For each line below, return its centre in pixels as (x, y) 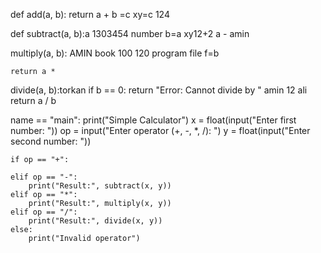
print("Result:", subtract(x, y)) (100, 186)
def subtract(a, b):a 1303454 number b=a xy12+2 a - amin (130, 33)
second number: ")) (51, 141)
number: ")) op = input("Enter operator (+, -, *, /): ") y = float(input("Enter (160, 130)
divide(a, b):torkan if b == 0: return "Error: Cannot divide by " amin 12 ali (159, 90)
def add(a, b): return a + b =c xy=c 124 (90, 14)
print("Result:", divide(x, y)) (95, 221)
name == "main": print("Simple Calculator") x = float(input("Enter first (153, 120)
